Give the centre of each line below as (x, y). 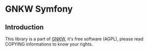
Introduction (25, 27)
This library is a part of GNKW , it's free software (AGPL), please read (74, 39)
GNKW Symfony (39, 9)
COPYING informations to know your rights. (49, 44)
